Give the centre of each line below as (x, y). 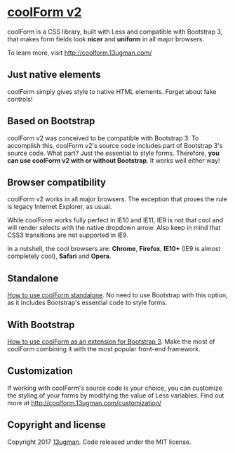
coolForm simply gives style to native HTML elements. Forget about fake (112, 91)
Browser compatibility (57, 182)
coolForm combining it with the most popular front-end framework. (104, 349)
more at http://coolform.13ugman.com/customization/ (85, 403)
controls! (20, 99)
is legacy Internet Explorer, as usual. (60, 207)
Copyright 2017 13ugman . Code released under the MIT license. (99, 442)
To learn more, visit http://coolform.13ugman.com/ (80, 53)
